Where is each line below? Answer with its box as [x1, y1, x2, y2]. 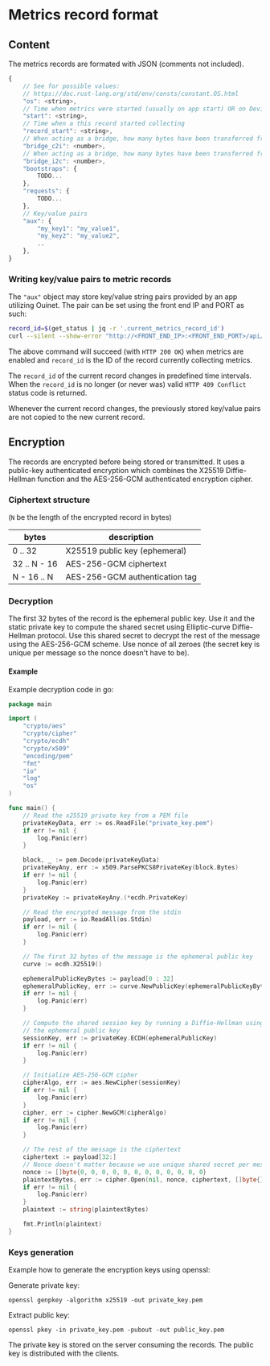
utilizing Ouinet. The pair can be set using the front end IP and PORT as [8, 301, 245, 310]
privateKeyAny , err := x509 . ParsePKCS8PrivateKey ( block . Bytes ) [22, 864, 239, 872]
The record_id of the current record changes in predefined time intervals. [8, 371, 252, 380]
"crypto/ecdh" [22, 737, 70, 745]
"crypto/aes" [22, 722, 67, 730]
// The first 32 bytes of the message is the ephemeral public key [22, 953, 253, 961]
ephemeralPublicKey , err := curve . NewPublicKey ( [22, 982, 189, 990]
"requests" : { [22, 187, 70, 195]
